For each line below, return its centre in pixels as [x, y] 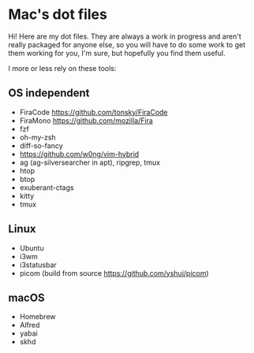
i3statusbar [38, 265]
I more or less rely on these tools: [62, 68]
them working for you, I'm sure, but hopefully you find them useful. [117, 53]
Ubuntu [32, 248]
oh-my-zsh [38, 137]
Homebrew [37, 317]
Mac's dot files [58, 15]
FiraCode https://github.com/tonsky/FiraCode [93, 112]
